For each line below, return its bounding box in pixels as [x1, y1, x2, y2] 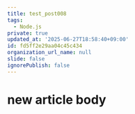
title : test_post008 [7, 10, 67, 17]
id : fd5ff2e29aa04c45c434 [7, 42, 82, 49]
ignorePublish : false [7, 62, 70, 69]
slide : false [7, 56, 45, 63]
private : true [7, 29, 49, 37]
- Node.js [13, 23, 42, 30]
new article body [7, 92, 106, 108]
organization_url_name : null [7, 49, 92, 56]
